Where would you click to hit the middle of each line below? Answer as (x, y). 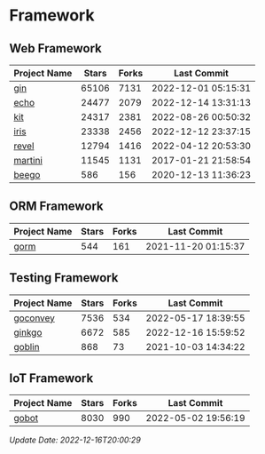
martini (28, 160)
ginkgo (28, 332)
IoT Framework (51, 378)
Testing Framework (64, 278)
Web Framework (55, 48)
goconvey (35, 318)
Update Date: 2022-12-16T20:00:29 (75, 440)
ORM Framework (56, 207)
